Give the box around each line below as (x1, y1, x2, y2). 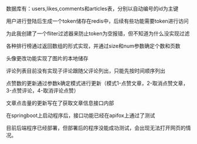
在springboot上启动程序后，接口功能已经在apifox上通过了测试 (6, 112, 155, 119)
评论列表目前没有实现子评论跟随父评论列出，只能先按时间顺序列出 (6, 67, 165, 74)
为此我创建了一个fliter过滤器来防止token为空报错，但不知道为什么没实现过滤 (6, 30, 190, 37)
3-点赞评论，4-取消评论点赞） (6, 87, 79, 94)
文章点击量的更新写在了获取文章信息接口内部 (6, 100, 114, 107)
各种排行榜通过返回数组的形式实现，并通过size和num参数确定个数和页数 (6, 43, 181, 49)
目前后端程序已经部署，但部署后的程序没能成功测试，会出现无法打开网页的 (6, 125, 186, 131)
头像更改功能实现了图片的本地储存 (6, 55, 89, 61)
